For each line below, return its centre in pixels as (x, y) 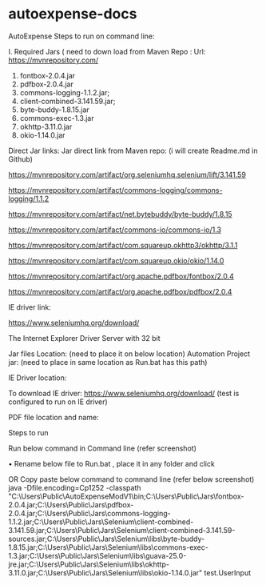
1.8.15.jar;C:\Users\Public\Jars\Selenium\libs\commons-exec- (109, 547)
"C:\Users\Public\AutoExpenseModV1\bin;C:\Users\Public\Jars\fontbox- (126, 496)
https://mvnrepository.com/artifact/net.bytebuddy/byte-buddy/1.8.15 (121, 214)
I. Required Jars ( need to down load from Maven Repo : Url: (107, 51)
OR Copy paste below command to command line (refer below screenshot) (131, 479)
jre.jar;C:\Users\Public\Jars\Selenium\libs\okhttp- (89, 564)
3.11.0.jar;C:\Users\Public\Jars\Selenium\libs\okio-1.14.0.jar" (105, 572)
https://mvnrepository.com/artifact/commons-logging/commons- (115, 190)
